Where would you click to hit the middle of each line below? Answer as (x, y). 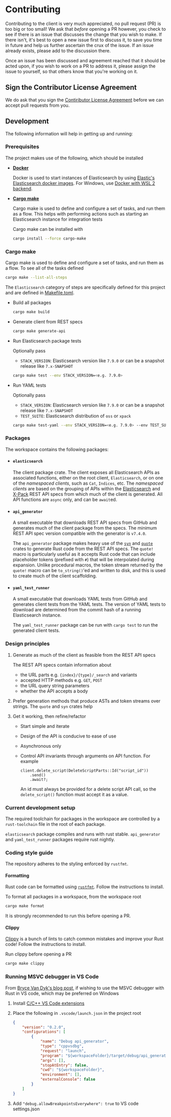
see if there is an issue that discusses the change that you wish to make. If (84, 34)
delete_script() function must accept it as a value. (74, 794)
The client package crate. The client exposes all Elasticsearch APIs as (86, 472)
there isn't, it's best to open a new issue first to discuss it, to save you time (84, 40)
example (29, 761)
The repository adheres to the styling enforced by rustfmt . (67, 864)
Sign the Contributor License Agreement (71, 88)
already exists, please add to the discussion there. (58, 51)
